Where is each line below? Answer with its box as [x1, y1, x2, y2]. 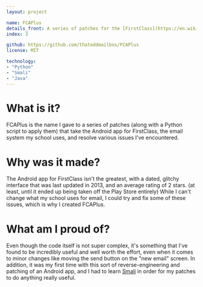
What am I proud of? [6, 222, 110, 236]
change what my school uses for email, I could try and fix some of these [6, 195, 186, 202]
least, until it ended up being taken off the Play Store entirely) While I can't [6, 188, 192, 195]
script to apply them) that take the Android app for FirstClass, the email [6, 127, 183, 135]
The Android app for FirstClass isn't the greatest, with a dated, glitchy [6, 175, 179, 182]
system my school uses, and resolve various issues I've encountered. [6, 134, 179, 141]
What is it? [6, 101, 61, 115]
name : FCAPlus [6, 19, 42, 26]
